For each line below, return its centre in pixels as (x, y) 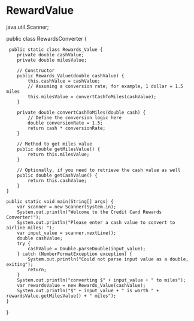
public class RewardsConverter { (46, 38)
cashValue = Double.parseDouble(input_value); (87, 249)
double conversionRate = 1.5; (65, 123)
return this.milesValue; (59, 154)
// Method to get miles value (55, 144)
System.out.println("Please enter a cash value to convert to (96, 222)
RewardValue (40, 10)
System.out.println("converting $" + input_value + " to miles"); (101, 280)
